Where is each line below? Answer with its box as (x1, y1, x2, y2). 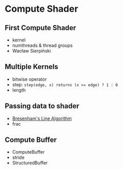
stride (12, 154, 25, 161)
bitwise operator (12, 76, 47, 82)
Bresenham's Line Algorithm (12, 115, 72, 122)
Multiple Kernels (5, 62, 58, 71)
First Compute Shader (5, 23, 77, 32)
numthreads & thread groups (12, 42, 73, 48)
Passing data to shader (5, 102, 80, 110)
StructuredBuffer (12, 160, 48, 166)
